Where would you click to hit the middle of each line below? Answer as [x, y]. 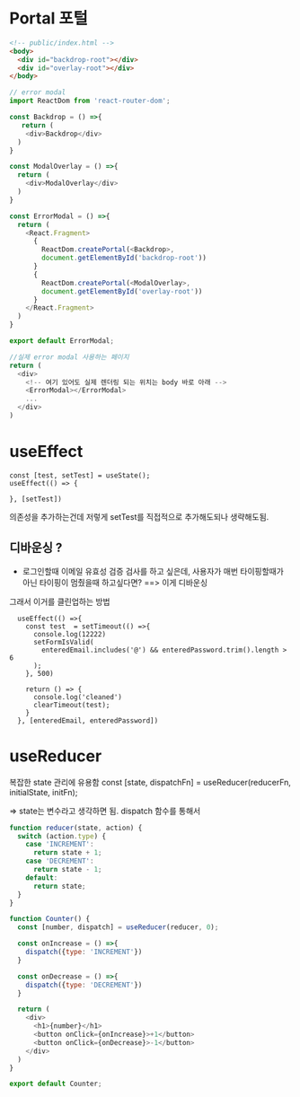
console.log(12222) [69, 634]
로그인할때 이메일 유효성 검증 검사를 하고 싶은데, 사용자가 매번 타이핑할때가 [153, 571]
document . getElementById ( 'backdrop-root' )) [124, 258]
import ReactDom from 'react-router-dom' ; [90, 101]
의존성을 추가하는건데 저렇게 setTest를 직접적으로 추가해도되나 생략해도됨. [139, 516]
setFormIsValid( [63, 642]
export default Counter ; [56, 1084]
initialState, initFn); [44, 792]
